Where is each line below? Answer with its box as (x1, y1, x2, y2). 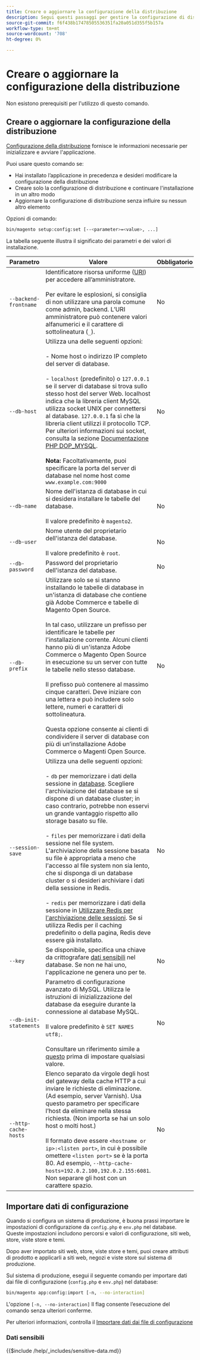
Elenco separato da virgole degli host (45, 1069, 150, 1077)
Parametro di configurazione (45, 978, 126, 986)
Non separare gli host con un (45, 1173, 127, 1182)
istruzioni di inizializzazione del (45, 993, 133, 1001)
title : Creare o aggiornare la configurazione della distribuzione (6, 8, 177, 15)
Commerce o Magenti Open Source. (45, 747, 146, 755)
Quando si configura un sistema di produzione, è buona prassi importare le (6, 1217, 190, 1225)
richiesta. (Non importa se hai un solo (45, 1114, 151, 1122)
